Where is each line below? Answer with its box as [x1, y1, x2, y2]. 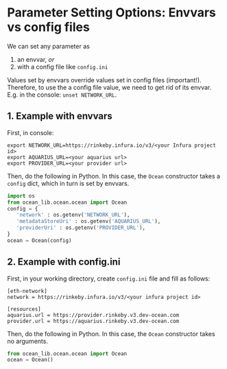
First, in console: [7, 128, 54, 136]
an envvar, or [16, 55, 55, 63]
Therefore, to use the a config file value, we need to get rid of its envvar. [7, 83, 212, 91]
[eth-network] [7, 287, 48, 294]
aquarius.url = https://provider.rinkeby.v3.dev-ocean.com [7, 311, 180, 318]
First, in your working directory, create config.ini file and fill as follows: [7, 274, 211, 283]
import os [7, 192, 36, 200]
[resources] [7, 305, 41, 313]
